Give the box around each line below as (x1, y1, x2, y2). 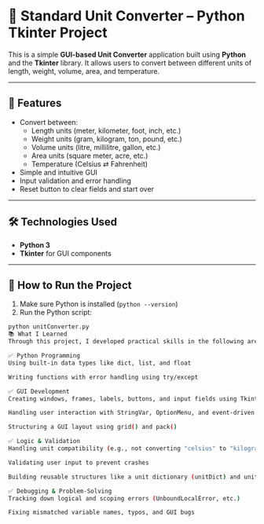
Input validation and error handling (19, 176, 132, 185)
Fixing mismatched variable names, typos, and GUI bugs (8, 508, 195, 517)
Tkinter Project (8, 24, 108, 42)
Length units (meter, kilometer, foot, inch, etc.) (31, 126, 181, 135)
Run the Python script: (19, 308, 93, 317)
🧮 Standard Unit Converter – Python (8, 7, 245, 25)
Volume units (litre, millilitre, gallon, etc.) (31, 142, 161, 152)
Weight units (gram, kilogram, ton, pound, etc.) (31, 134, 182, 144)
